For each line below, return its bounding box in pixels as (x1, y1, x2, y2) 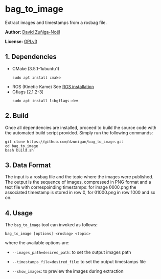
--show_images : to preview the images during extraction (12, 268, 124, 274)
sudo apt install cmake (12, 75, 61, 80)
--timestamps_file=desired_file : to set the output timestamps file (12, 259, 146, 265)
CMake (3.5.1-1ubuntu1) (12, 65, 60, 71)
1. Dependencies (5, 53, 57, 61)
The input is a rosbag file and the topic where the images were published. (5, 174, 154, 180)
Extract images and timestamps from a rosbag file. (5, 20, 107, 25)
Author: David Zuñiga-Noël (5, 29, 60, 35)
